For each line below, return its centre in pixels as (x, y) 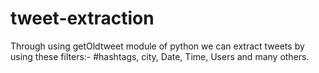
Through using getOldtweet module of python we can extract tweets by (157, 46)
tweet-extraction (82, 18)
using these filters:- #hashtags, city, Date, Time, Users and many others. (160, 56)
